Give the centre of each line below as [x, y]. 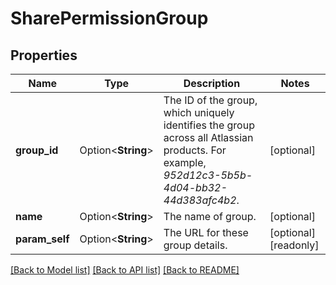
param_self [42, 239]
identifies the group [209, 125]
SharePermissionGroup [109, 18]
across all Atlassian [208, 137]
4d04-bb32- [195, 187]
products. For [195, 150]
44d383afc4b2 [200, 200]
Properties [44, 55]
